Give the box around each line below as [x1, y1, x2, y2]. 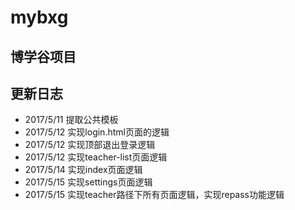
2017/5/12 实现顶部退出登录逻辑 [24, 139, 156, 151]
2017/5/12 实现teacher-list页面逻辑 [24, 151, 168, 163]
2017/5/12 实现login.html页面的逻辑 [24, 126, 170, 138]
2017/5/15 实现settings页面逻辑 [24, 176, 153, 188]
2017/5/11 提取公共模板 [24, 114, 119, 126]
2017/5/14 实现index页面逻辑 [24, 164, 143, 176]
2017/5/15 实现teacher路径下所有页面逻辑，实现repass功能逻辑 [24, 189, 285, 201]
